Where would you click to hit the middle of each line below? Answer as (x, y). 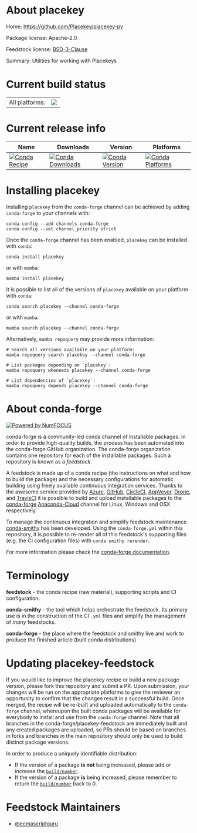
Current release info (56, 128)
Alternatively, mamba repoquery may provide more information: (80, 339)
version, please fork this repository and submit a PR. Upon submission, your (98, 686)
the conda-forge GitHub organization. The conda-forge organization (89, 449)
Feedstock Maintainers (63, 807)
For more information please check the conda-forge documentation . (89, 552)
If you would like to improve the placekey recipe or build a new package (93, 680)
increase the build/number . (47, 771)
